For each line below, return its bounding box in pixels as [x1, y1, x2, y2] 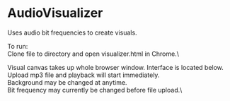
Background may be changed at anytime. [7, 78, 127, 86]
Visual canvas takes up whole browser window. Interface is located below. [7, 63, 224, 71]
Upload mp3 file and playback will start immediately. [7, 71, 160, 79]
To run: [7, 42, 28, 50]
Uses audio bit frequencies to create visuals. [7, 28, 137, 37]
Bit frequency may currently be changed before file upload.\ [7, 85, 183, 94]
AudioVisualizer [7, 5, 103, 21]
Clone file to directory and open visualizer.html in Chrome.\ [7, 49, 179, 58]
